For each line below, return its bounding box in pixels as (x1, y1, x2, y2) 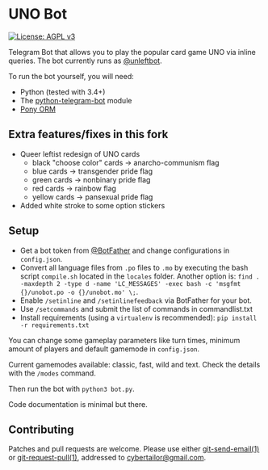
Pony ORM (19, 104, 57, 114)
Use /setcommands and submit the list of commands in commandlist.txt (19, 304, 253, 313)
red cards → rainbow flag (31, 183, 117, 193)
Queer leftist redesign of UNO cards (19, 149, 140, 158)
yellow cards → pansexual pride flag (31, 191, 153, 202)
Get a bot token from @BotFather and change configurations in (19, 245, 230, 255)
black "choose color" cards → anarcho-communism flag (31, 157, 220, 167)
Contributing (8, 422, 74, 436)
